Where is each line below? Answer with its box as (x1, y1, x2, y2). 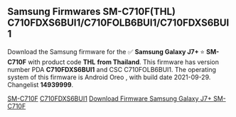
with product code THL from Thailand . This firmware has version (28, 57, 219, 66)
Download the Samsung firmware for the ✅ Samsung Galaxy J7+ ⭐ (7, 47, 205, 56)
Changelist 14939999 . (7, 80, 74, 88)
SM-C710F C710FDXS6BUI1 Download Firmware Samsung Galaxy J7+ (7, 94, 212, 103)
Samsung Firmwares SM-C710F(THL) (7, 6, 176, 18)
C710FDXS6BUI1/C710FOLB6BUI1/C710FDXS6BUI (7, 17, 230, 29)
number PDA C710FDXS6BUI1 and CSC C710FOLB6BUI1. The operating (7, 65, 217, 73)
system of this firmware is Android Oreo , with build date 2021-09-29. (7, 73, 211, 81)
